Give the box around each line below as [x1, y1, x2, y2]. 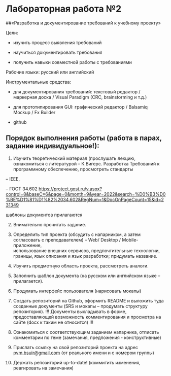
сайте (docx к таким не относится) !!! [13, 319, 93, 325]
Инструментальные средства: [6, 79, 72, 85]
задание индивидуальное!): [6, 142, 99, 150]
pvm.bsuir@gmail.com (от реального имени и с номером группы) [13, 350, 154, 356]
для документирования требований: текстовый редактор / [13, 88, 141, 94]
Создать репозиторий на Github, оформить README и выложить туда [13, 297, 164, 303]
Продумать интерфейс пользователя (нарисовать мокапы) [13, 288, 142, 294]
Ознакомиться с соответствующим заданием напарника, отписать [13, 329, 159, 335]
